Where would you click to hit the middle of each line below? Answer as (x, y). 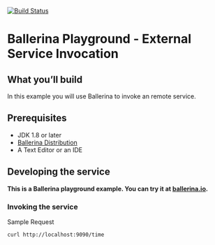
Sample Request (31, 222)
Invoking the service (43, 207)
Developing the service (59, 172)
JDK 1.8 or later (39, 135)
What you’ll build (45, 79)
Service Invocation (63, 54)
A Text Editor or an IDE (50, 149)
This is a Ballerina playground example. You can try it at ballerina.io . (107, 188)
